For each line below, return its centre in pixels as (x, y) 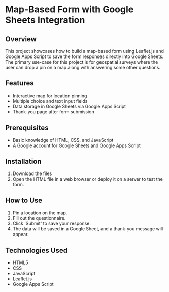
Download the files (32, 173)
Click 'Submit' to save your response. (52, 224)
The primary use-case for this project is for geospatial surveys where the (82, 62)
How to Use (24, 200)
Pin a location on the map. (40, 213)
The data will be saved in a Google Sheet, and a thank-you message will (88, 229)
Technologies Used (36, 250)
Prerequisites (27, 128)
